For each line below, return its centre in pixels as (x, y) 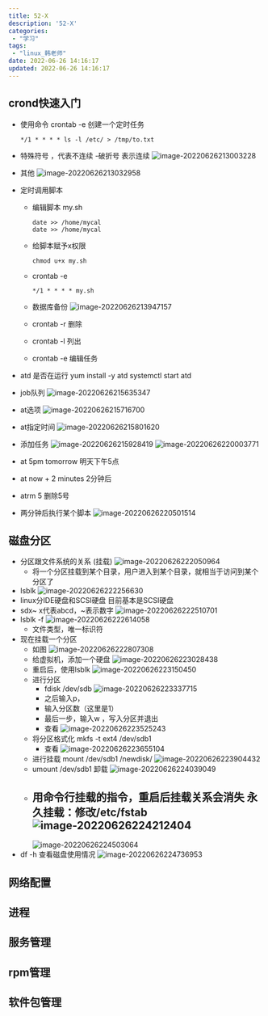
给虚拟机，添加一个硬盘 (71, 660)
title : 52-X (28, 16)
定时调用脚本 (41, 190)
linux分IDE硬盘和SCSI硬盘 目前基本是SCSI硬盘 (96, 601)
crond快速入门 (45, 103)
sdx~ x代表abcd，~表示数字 (67, 610)
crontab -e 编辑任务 (65, 358)
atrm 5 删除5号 (45, 495)
